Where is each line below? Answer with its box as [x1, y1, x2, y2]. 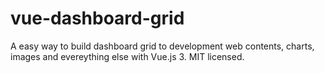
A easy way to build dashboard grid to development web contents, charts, [10, 40, 315, 52]
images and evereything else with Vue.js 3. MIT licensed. [10, 50, 245, 62]
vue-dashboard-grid [10, 7, 185, 30]
